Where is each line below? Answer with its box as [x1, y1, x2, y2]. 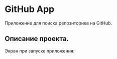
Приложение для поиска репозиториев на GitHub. [5, 20, 112, 26]
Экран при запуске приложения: [5, 47, 75, 53]
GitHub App [5, 3, 55, 15]
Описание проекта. [5, 34, 69, 43]
